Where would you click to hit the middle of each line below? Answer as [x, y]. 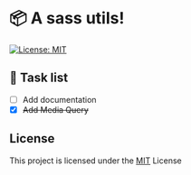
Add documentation [59, 99]
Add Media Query [55, 109]
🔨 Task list [39, 78]
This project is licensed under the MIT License [96, 161]
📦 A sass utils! [67, 18]
